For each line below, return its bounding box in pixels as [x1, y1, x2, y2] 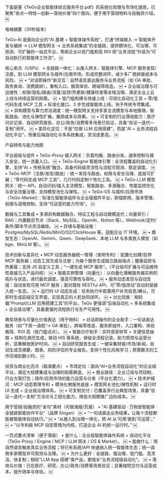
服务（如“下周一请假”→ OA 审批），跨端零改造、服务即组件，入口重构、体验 [5, 323, 155, 328]
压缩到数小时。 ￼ [9, 353, 45, 359]
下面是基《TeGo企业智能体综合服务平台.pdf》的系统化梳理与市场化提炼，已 [5, 4, 156, 10]
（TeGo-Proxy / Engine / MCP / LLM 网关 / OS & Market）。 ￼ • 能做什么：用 [5, 438, 158, 444]
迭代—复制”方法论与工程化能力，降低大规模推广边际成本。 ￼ [13, 394, 136, 399]
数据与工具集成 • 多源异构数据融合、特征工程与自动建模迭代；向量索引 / [5, 211, 149, 217]
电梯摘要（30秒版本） [5, 26, 49, 32]
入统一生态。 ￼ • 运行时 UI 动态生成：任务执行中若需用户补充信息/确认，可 [5, 288, 155, 294]
